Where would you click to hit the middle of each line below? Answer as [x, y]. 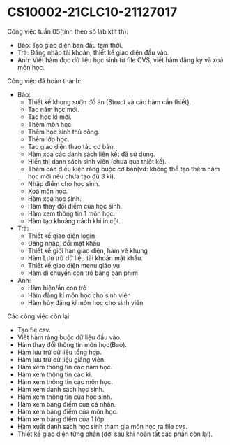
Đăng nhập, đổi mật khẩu [64, 243]
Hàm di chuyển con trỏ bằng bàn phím [83, 273]
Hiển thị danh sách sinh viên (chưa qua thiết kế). [97, 161]
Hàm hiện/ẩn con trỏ [57, 288]
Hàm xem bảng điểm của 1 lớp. [62, 419]
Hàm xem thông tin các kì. [55, 374]
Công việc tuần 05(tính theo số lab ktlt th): [68, 31]
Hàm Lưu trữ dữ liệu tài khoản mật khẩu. [85, 258]
